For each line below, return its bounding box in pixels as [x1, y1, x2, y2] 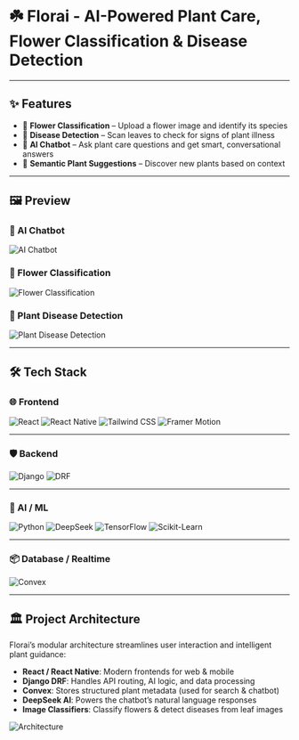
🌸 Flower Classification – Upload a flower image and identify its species [21, 120, 288, 131]
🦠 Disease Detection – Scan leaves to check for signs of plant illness [21, 129, 276, 140]
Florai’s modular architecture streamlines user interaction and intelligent [9, 639, 272, 650]
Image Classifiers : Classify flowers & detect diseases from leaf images [21, 704, 283, 715]
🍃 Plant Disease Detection [9, 309, 124, 321]
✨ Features [9, 96, 72, 111]
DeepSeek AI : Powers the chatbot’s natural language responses [21, 695, 257, 705]
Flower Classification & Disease [9, 31, 247, 52]
